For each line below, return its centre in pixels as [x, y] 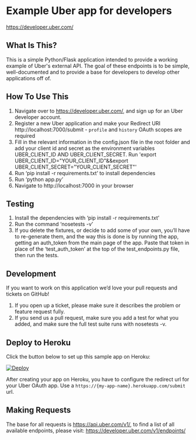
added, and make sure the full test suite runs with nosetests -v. [90, 324]
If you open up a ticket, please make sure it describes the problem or [97, 305]
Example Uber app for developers [89, 11]
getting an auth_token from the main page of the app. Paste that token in [102, 243]
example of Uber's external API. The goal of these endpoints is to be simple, [98, 66]
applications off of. [29, 78]
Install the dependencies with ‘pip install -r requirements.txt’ [87, 218]
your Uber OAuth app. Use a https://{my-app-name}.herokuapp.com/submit [96, 386]
